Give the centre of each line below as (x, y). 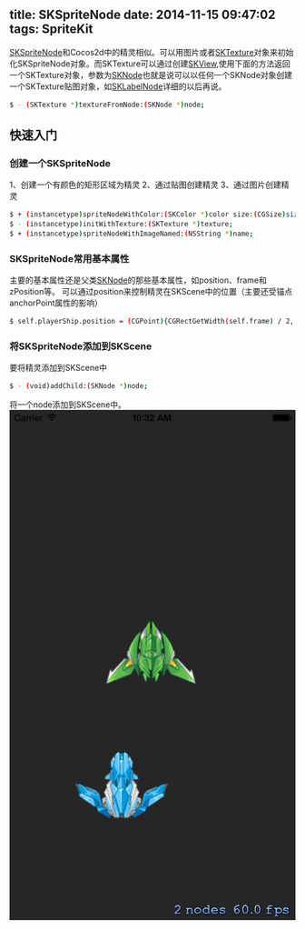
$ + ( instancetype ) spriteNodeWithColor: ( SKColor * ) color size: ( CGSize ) (148, 215)
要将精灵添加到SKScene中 (58, 368)
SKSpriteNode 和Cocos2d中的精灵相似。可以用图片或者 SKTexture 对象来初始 (152, 52)
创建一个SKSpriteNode (60, 163)
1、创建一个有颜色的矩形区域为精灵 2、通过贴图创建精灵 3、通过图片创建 (145, 185)
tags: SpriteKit (51, 30)
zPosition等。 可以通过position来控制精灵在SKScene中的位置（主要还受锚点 (151, 292)
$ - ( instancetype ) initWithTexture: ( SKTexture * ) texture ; (121, 225)
